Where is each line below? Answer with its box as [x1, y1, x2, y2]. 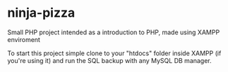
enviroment [7, 35, 41, 43]
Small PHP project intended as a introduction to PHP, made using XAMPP [7, 28, 220, 36]
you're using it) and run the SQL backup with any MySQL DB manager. [7, 56, 212, 64]
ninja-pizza [7, 5, 76, 21]
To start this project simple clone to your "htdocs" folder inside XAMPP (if [7, 49, 222, 57]
